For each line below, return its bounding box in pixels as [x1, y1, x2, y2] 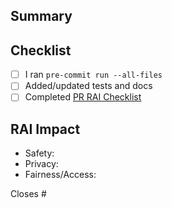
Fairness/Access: [24, 169, 97, 181]
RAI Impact [10, 120, 81, 138]
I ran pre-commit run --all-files [24, 69, 163, 81]
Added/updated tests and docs [24, 80, 153, 92]
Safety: [24, 147, 55, 159]
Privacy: [24, 158, 59, 170]
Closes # [10, 188, 47, 200]
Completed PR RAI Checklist [24, 91, 142, 103]
